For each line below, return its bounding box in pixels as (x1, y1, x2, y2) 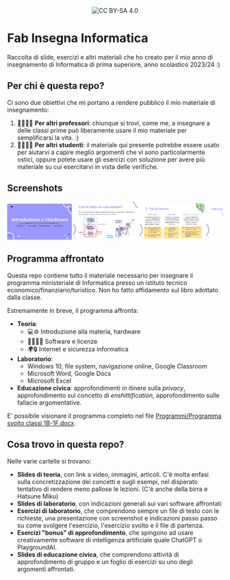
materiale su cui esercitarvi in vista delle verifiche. (16, 162, 159, 171)
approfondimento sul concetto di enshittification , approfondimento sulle (16, 391, 220, 399)
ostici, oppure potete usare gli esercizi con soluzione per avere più (16, 155, 205, 164)
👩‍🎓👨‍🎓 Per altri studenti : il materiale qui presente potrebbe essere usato (16, 140, 220, 149)
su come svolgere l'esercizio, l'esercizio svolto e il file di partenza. (16, 521, 204, 529)
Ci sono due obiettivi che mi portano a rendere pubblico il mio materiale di (7, 98, 216, 106)
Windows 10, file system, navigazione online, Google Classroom (27, 362, 207, 370)
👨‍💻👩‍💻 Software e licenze (27, 337, 98, 345)
